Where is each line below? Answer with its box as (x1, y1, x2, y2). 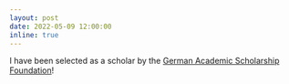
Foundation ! (9, 65, 55, 76)
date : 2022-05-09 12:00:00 (9, 22, 112, 31)
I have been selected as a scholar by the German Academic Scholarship (9, 56, 280, 67)
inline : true (9, 30, 59, 39)
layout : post (9, 13, 59, 23)
